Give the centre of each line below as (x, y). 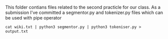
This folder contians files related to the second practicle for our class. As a (83, 7)
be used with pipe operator (33, 18)
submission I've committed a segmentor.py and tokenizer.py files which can (84, 12)
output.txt (17, 31)
